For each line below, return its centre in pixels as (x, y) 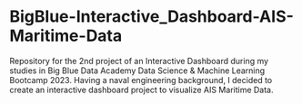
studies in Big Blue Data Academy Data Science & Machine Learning (137, 71)
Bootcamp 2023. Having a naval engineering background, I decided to (141, 80)
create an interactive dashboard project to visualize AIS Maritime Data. (142, 90)
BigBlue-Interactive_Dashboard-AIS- (151, 17)
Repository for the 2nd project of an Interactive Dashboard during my (139, 61)
